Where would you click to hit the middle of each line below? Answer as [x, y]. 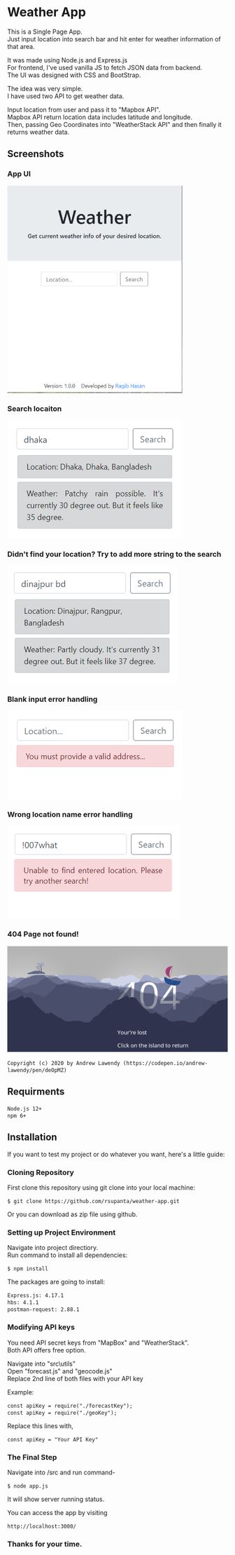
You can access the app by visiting [57, 1512]
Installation [32, 1138]
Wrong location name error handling [70, 815]
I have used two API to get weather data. [66, 96]
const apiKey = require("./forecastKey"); [70, 1406]
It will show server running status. [56, 1499]
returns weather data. [38, 132]
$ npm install [28, 1269]
